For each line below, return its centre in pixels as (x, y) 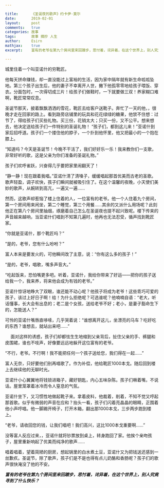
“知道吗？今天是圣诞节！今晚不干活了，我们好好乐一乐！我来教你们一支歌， (81, 149)
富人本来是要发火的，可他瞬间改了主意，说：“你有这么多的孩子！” (71, 254)
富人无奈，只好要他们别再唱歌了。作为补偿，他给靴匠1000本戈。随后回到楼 (80, 363)
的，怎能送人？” (21, 309)
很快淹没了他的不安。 (30, 464)
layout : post (23, 23)
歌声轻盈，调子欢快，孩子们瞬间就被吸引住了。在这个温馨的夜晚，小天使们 (80, 182)
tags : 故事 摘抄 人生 (31, 37)
